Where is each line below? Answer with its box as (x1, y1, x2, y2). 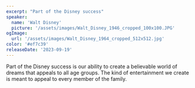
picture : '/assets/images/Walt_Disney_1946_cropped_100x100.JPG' (11, 25, 176, 31)
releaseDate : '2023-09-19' (6, 47, 72, 53)
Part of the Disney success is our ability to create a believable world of (6, 63, 178, 70)
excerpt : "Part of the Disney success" (6, 8, 104, 15)
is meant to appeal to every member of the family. (6, 75, 127, 82)
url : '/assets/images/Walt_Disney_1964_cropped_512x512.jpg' (11, 36, 165, 42)
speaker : (6, 14, 28, 20)
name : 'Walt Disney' (11, 19, 62, 25)
